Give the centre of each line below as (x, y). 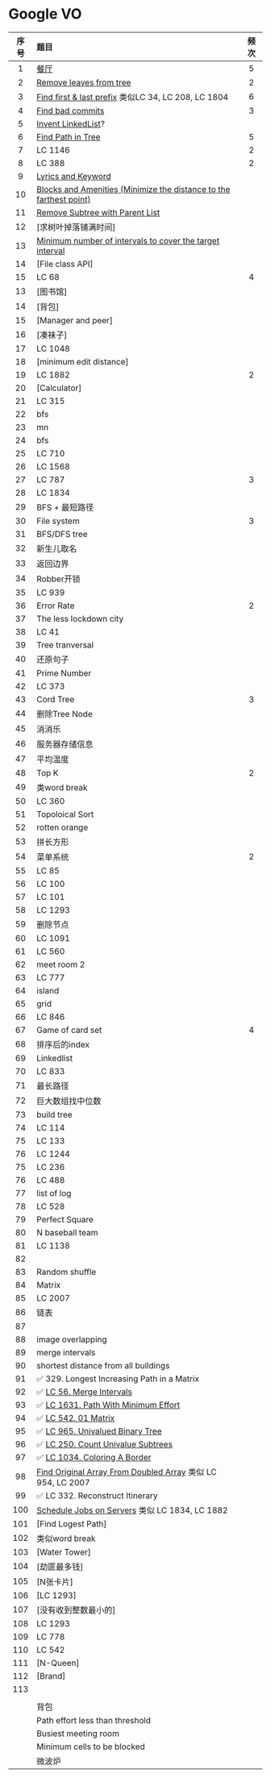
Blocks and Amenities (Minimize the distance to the (133, 189)
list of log (54, 1193)
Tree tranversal (65, 644)
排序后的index (63, 1044)
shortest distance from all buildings (103, 1365)
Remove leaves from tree (83, 82)
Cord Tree (55, 699)
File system (58, 521)
